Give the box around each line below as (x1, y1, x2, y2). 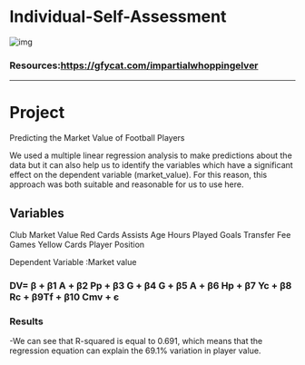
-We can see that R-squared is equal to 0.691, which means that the (9, 336, 263, 347)
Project (9, 103, 65, 123)
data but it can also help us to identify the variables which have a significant (9, 160, 293, 171)
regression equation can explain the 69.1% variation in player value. (9, 345, 261, 356)
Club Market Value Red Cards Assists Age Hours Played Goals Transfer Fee (9, 229, 291, 240)
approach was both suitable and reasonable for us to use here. (9, 179, 244, 190)
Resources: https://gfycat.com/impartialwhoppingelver (9, 59, 259, 72)
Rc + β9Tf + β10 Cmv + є (9, 291, 120, 303)
